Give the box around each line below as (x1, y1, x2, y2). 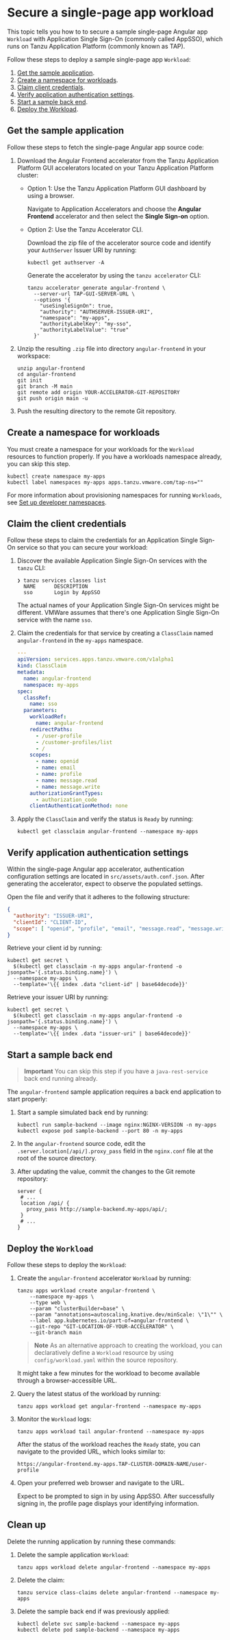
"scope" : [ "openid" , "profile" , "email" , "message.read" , (13, 925, 186, 932)
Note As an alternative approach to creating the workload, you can (34, 1341, 222, 1349)
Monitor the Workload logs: (16, 1415, 92, 1423)
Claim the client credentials (7, 517, 127, 529)
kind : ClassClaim (16, 663, 67, 670)
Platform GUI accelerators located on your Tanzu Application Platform (16, 163, 214, 172)
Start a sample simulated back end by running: (16, 1108, 149, 1116)
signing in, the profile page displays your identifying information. (16, 1500, 199, 1508)
